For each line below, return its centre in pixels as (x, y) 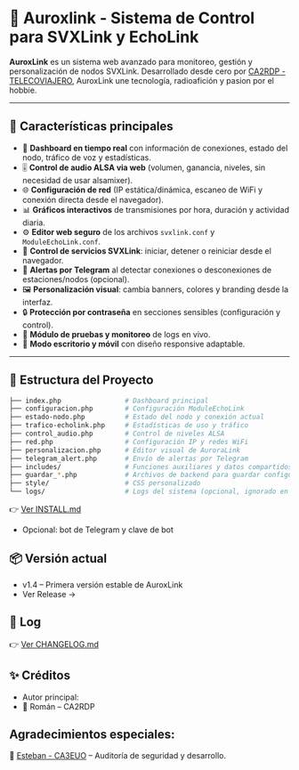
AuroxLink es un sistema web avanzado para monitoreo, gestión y (131, 61)
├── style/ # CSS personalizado (105, 483)
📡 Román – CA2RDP (58, 706)
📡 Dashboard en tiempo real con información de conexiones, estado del (155, 148)
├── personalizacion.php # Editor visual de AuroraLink (125, 450)
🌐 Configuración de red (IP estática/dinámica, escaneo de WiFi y (142, 190)
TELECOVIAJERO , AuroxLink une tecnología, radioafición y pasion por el (141, 80)
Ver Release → (49, 594)
